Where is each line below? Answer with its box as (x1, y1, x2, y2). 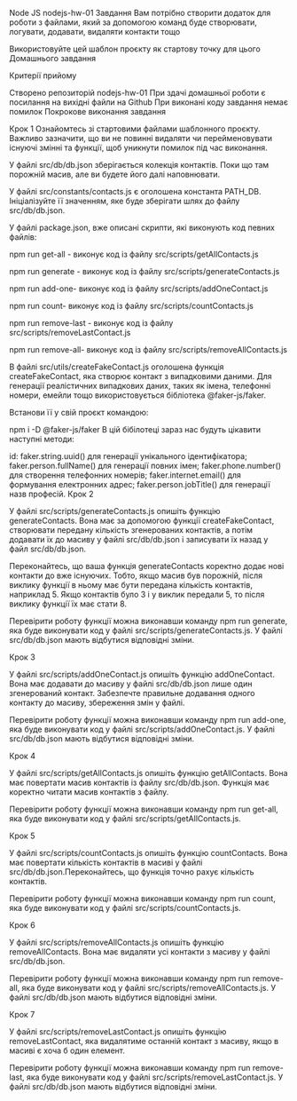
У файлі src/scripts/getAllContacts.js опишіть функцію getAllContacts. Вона (9, 768, 288, 778)
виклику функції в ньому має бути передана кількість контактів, (9, 580, 253, 590)
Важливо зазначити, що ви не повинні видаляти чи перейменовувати (9, 133, 273, 143)
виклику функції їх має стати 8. (9, 598, 127, 609)
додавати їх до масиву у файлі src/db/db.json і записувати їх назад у (9, 535, 269, 544)
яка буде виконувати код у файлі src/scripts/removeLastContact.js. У (26, 1072, 284, 1082)
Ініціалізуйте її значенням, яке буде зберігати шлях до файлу (9, 195, 240, 206)
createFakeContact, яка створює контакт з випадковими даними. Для (9, 371, 272, 381)
